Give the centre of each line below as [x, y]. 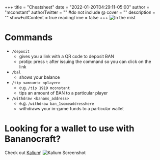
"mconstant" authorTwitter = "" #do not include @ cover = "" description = [80, 12]
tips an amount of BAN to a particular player [63, 93]
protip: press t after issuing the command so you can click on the [85, 62]
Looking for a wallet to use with [69, 129]
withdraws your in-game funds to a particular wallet [71, 108]
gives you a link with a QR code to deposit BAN [67, 56]
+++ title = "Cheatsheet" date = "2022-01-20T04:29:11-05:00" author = [77, 7]
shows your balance [39, 77]
